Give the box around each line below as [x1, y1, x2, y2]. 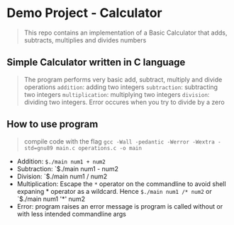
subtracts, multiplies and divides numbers [23, 35, 147, 44]
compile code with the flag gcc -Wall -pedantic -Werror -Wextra [23, 137, 216, 146]
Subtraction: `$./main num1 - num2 [16, 164, 118, 173]
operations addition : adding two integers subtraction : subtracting [23, 83, 218, 91]
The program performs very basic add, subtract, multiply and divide [23, 75, 223, 83]
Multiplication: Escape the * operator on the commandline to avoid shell [16, 179, 226, 188]
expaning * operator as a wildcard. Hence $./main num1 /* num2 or [16, 187, 212, 195]
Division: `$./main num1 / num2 [16, 172, 108, 180]
